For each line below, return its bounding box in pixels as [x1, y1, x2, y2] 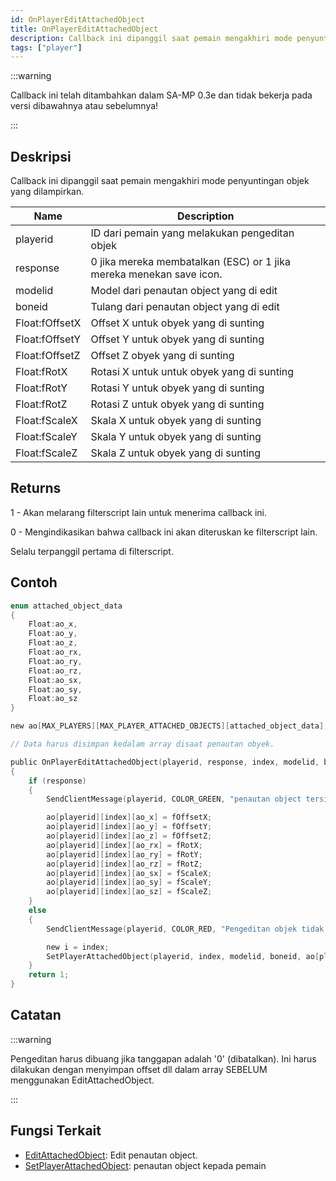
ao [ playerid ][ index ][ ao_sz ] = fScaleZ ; [46, 887, 213, 897]
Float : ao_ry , [28, 656, 83, 666]
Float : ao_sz [28, 694, 78, 704]
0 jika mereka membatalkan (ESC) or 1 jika [90, 255, 291, 269]
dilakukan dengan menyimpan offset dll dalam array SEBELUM [10, 1063, 268, 1075]
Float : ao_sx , [28, 675, 83, 685]
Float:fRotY [15, 381, 68, 395]
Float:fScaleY [15, 430, 78, 444]
